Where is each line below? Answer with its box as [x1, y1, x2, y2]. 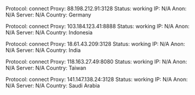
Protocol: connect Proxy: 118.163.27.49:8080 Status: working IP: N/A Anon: [5, 58, 187, 65]
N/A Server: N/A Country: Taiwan [5, 64, 87, 71]
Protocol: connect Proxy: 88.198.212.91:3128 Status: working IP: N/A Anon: [5, 5, 187, 12]
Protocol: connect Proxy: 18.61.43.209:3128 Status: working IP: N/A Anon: [5, 41, 186, 47]
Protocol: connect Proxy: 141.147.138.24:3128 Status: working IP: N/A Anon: [5, 76, 188, 83]
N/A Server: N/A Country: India [5, 47, 81, 54]
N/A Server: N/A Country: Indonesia [5, 29, 93, 36]
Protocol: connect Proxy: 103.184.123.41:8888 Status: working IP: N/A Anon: [5, 23, 190, 30]
